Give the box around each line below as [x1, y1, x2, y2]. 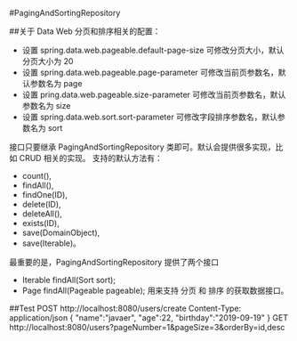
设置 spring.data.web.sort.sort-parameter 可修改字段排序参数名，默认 [21, 111, 278, 122]
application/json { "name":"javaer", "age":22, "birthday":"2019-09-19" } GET [9, 313, 289, 323]
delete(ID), [21, 199, 61, 209]
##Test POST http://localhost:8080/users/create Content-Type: [9, 303, 242, 313]
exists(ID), [21, 218, 60, 228]
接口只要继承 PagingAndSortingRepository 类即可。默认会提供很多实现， [9, 142, 276, 152]
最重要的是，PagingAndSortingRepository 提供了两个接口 [9, 257, 220, 267]
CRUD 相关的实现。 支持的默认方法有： [19, 153, 163, 163]
